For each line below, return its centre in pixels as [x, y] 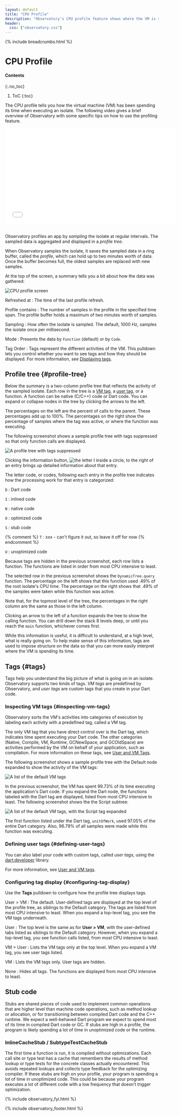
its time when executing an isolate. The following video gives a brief [73, 110]
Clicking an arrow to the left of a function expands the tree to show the [76, 616]
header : [13, 23]
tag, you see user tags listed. [34, 953]
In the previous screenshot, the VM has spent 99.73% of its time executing [80, 787]
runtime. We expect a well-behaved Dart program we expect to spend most [81, 1019]
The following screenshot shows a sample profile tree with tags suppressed [81, 436]
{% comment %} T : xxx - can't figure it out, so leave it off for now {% [75, 537]
